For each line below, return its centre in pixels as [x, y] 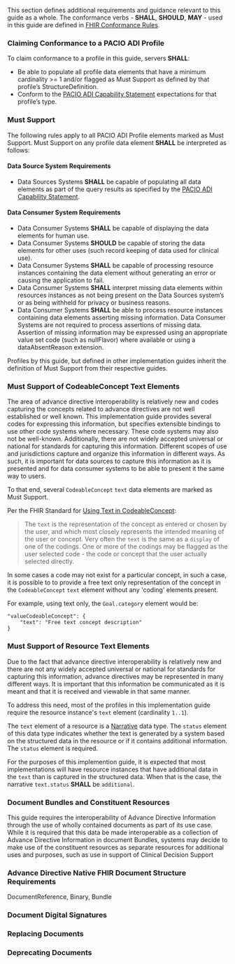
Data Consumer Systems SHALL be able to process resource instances [120, 310]
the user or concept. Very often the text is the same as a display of [122, 539]
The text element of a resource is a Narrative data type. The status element [117, 726]
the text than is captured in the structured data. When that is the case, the [114, 776]
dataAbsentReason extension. [60, 347]
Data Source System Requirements [59, 166]
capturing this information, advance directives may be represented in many [115, 676]
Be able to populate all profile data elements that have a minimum [112, 72]
